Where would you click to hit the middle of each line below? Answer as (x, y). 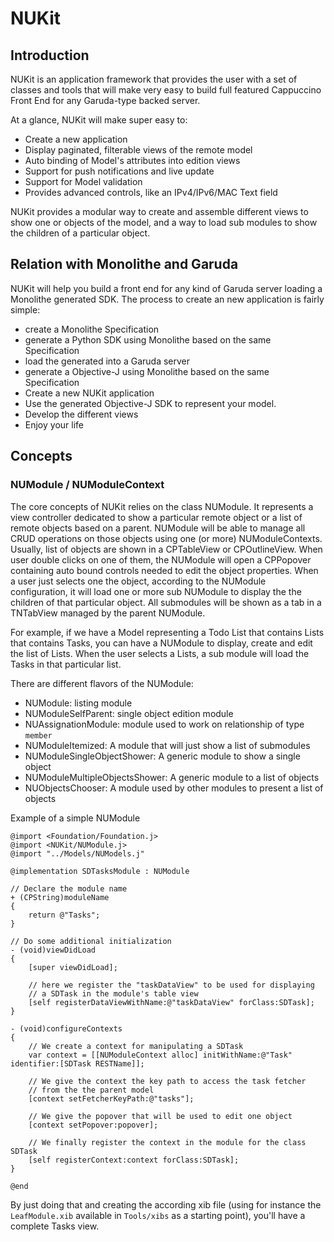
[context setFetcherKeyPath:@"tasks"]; (111, 1098)
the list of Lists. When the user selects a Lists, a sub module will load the (160, 653)
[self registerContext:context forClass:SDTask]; (134, 1160)
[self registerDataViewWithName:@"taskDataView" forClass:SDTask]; (171, 1002)
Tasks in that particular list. (66, 664)
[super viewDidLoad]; (73, 967)
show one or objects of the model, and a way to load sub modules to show (164, 222)
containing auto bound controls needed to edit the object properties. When (164, 570)
